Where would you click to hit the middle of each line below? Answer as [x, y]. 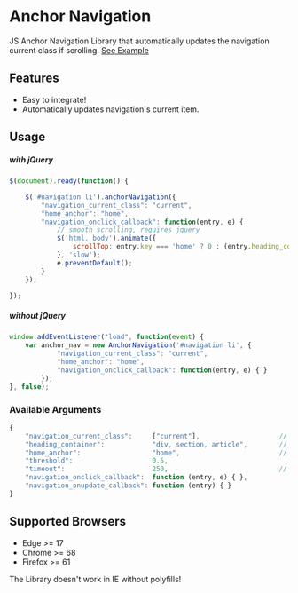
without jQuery [38, 316]
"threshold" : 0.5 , [97, 461]
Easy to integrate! [54, 99]
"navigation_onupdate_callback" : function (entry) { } [129, 486]
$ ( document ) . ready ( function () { [69, 181]
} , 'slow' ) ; [78, 255]
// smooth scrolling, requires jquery [128, 230]
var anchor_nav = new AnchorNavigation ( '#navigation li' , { [138, 345]
